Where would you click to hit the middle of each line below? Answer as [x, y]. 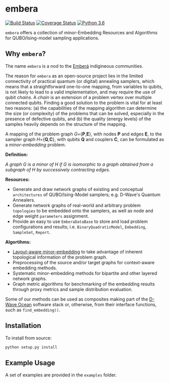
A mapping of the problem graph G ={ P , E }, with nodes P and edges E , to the [84, 134]
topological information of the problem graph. [60, 257]
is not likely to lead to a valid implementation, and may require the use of [80, 92]
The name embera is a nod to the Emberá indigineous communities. [74, 66]
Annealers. [24, 200]
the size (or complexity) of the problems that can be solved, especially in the [85, 113]
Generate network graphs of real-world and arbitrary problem [77, 205]
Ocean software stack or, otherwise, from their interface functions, [87, 304]
